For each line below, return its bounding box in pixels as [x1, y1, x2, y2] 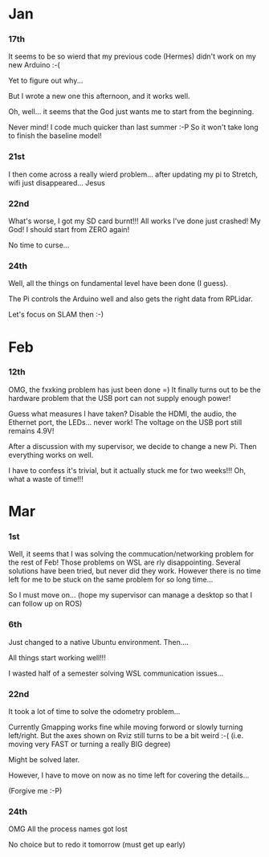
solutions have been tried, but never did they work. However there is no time [8, 566, 261, 576]
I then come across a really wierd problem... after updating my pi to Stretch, [8, 169, 259, 179]
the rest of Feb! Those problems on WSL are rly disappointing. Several [8, 557, 241, 567]
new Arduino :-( [8, 60, 60, 70]
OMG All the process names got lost [8, 824, 128, 834]
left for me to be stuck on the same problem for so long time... [8, 575, 214, 585]
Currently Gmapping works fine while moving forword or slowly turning [8, 722, 243, 732]
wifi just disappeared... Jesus [8, 178, 106, 187]
